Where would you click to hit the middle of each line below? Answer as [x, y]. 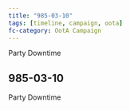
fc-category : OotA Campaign [55, 30]
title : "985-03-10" [41, 16]
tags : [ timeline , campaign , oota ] [66, 23]
